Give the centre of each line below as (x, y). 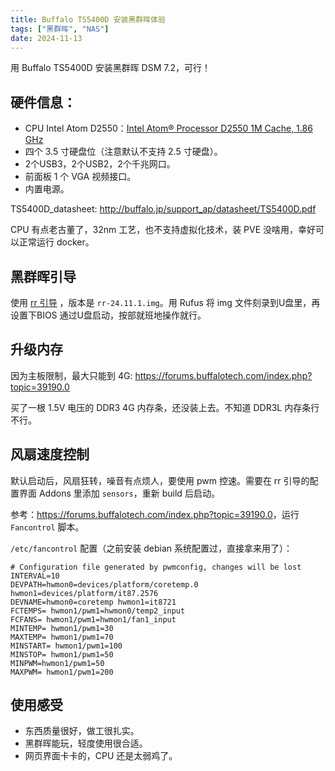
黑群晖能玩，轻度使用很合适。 (86, 743)
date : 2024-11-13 (46, 38)
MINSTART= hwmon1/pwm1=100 (66, 646)
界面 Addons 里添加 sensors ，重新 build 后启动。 (119, 493)
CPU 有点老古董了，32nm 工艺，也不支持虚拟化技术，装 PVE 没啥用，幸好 (163, 230)
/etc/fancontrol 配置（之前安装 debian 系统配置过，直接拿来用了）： (151, 548)
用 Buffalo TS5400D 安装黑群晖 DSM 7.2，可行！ (110, 68)
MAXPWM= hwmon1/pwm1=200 (62, 672)
